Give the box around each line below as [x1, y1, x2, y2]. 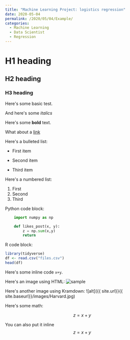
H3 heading [5, 89, 33, 96]
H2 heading [5, 75, 42, 83]
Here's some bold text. [5, 119, 51, 125]
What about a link [5, 129, 41, 135]
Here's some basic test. [5, 101, 53, 106]
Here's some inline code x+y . [5, 269, 63, 275]
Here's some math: [5, 302, 43, 308]
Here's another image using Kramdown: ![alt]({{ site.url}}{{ [5, 288, 123, 294]
